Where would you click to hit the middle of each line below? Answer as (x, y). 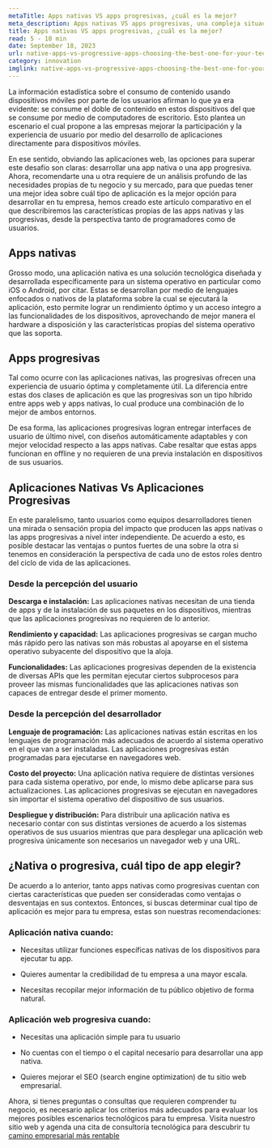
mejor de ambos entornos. (53, 412)
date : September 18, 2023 (52, 46)
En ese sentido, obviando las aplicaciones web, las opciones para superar (132, 159)
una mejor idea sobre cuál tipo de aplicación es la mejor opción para (123, 193)
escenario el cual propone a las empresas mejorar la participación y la (125, 125)
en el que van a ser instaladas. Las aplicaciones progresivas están (119, 749)
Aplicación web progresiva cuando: (80, 1019)
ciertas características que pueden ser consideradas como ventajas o (125, 894)
